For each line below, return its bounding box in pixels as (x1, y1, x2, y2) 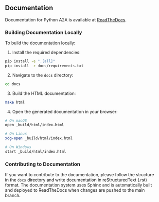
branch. (5, 192, 21, 199)
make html (5, 100, 25, 105)
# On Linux (5, 131, 27, 136)
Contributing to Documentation (5, 161, 81, 167)
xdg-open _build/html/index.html (5, 136, 73, 141)
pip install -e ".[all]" (5, 59, 55, 64)
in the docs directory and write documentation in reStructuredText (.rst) (5, 177, 147, 183)
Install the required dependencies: (12, 50, 81, 55)
